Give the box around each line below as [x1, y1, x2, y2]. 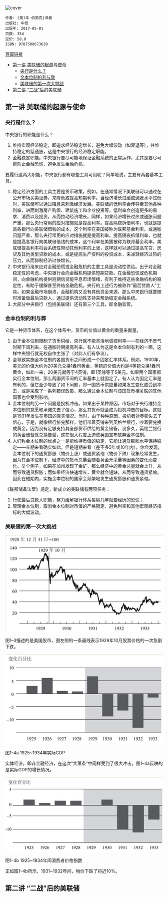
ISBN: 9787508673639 [5, 42, 48, 47]
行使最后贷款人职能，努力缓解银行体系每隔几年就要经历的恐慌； [12, 496, 144, 503]
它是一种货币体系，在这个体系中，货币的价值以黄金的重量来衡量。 [5, 327, 141, 333]
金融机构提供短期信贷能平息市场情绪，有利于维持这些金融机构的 [25, 276, 157, 282]
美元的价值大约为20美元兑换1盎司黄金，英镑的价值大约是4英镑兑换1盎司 [12, 363, 160, 369]
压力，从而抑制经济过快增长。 [12, 257, 74, 263]
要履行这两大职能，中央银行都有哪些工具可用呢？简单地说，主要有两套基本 [5, 171, 158, 177]
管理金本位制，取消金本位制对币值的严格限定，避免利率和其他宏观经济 [12, 503, 157, 509]
